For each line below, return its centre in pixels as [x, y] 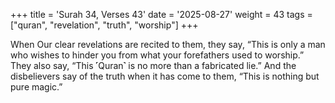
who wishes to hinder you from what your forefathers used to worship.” [157, 55]
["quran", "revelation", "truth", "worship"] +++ [104, 25]
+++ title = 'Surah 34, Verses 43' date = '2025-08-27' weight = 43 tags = [161, 14]
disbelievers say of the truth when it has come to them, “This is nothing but [165, 76]
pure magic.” [36, 87]
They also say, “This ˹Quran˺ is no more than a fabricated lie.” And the [153, 65]
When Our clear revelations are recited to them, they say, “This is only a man [168, 44]
